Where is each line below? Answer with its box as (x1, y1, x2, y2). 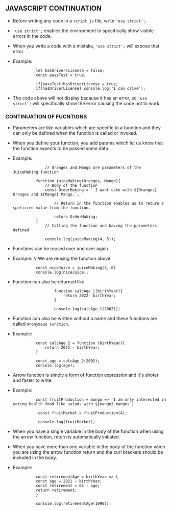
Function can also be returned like (12, 279, 85, 285)
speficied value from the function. (12, 205, 91, 211)
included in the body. (12, 454, 57, 461)
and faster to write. (12, 377, 53, 383)
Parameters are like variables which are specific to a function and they (12, 125, 161, 131)
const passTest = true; (35, 72, 86, 78)
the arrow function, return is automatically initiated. (12, 434, 120, 440)
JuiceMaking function (12, 169, 59, 175)
